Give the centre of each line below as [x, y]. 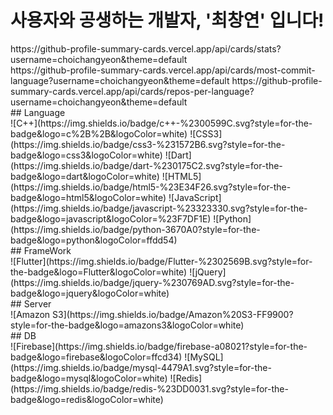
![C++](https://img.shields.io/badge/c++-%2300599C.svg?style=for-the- [161, 123]
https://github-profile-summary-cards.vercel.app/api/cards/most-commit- [163, 70]
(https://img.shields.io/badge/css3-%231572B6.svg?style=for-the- [148, 144]
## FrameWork [41, 250]
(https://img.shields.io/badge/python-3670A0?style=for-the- [135, 229]
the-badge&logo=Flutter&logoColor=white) [99, 272]
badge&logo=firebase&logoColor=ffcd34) [96, 357]
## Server [31, 303]
